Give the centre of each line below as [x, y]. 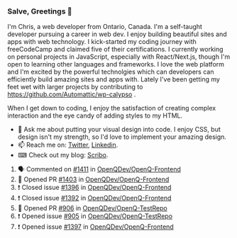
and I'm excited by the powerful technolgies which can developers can [111, 72]
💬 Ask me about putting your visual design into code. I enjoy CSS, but [119, 130]
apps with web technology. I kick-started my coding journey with [102, 42]
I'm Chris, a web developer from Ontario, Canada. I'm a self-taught [105, 27]
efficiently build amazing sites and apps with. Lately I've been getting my [114, 79]
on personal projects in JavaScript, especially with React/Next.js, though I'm [119, 57]
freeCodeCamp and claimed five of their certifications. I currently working [115, 50]
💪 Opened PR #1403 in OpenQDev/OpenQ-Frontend [93, 179]
